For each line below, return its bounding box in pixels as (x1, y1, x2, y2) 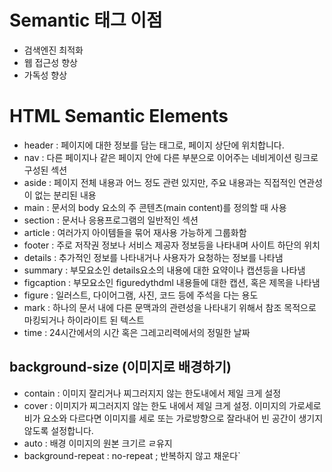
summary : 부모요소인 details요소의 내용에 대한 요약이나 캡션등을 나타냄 (23, 264, 306, 276)
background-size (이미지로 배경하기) (9, 359, 232, 376)
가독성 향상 (23, 69, 68, 81)
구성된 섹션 (23, 164, 68, 176)
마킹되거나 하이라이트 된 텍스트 (23, 314, 145, 326)
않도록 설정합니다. (23, 424, 94, 436)
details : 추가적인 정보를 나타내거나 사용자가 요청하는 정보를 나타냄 (23, 251, 284, 263)
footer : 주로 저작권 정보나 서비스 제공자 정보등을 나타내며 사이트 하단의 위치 (23, 239, 321, 251)
